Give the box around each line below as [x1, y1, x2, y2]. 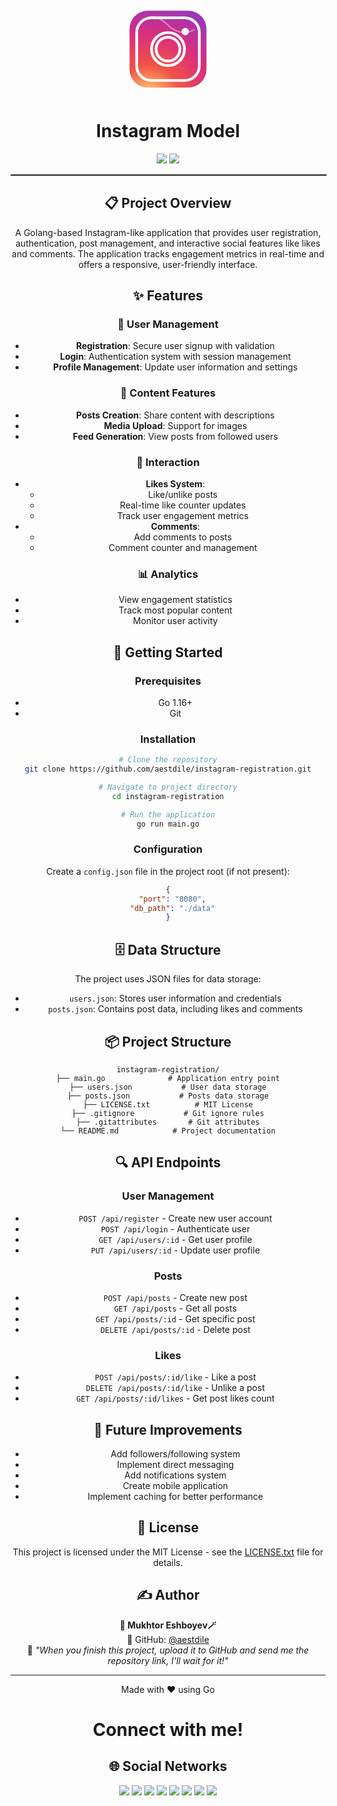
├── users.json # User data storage [69, 1082, 267, 1092]
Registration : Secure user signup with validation [75, 340, 275, 352]
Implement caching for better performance [87, 1491, 264, 1503]
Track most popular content [118, 604, 233, 616]
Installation [139, 732, 197, 746]
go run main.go [136, 819, 200, 829]
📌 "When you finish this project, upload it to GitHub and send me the [26, 1644, 310, 1656]
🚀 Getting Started [113, 644, 223, 661]
